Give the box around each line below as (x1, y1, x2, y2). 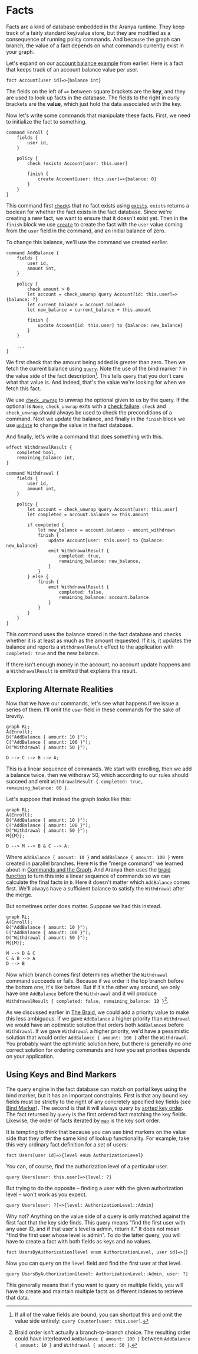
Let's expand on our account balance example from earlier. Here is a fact (6, 60, 184, 67)
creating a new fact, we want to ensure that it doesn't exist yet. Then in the (6, 214, 188, 222)
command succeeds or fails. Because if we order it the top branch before (6, 977, 184, 984)
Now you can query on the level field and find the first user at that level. (6, 1259, 182, 1266)
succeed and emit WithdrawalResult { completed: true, (6, 778, 144, 785)
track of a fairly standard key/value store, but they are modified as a (6, 29, 171, 36)
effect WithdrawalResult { (6, 444, 72, 450)
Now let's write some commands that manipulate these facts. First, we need (6, 112, 190, 119)
